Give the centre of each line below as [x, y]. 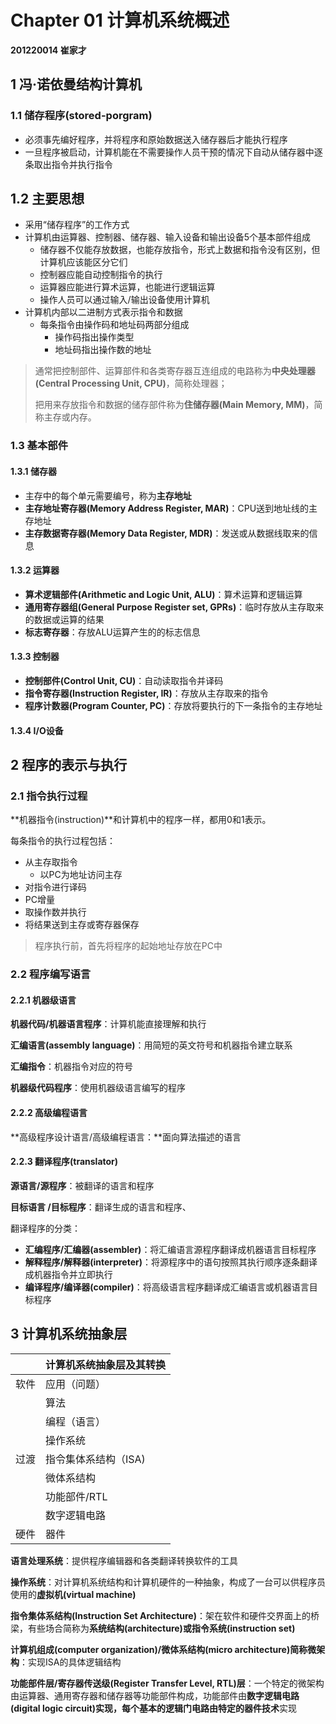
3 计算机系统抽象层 [69, 1334]
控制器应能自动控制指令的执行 [101, 275]
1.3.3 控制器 [35, 657]
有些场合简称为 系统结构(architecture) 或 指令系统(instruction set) [161, 1628]
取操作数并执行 [55, 912]
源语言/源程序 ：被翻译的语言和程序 [82, 1185]
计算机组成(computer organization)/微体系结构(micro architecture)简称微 [163, 1649]
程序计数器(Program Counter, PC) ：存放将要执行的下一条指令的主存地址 [173, 705]
